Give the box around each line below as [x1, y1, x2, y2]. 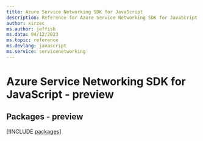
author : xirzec [6, 20, 45, 26]
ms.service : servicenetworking [6, 49, 86, 55]
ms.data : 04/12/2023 [6, 32, 59, 38]
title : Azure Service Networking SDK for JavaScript [6, 9, 143, 15]
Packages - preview [6, 112, 84, 122]
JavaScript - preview [6, 88, 115, 101]
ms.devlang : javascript [6, 43, 67, 49]
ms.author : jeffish [6, 26, 56, 32]
